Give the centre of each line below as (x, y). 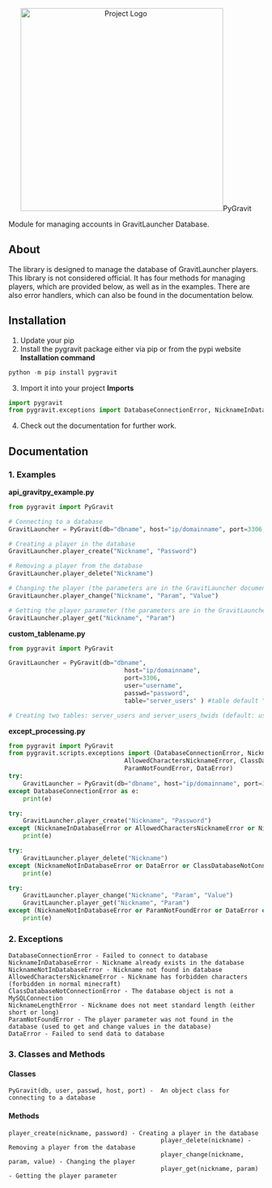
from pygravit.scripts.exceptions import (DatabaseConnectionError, (126, 754)
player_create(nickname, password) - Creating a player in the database (134, 1133)
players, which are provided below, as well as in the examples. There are (130, 286)
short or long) (34, 1013)
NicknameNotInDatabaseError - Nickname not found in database (115, 970)
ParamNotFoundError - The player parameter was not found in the (121, 1020)
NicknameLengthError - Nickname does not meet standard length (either (132, 1006)
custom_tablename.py (47, 633)
